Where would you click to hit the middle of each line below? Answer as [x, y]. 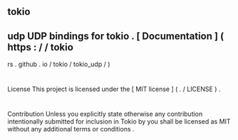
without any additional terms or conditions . [71, 129]
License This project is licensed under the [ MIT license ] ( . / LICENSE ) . [114, 89]
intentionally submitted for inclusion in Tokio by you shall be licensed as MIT [119, 122]
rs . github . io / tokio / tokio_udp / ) [59, 64]
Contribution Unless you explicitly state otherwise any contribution [105, 114]
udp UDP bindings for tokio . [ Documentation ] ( [116, 36]
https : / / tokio [40, 47]
